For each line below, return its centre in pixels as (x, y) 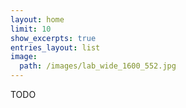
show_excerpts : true (53, 38)
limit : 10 (31, 29)
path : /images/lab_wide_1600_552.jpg (98, 66)
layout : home (37, 19)
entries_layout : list (55, 47)
